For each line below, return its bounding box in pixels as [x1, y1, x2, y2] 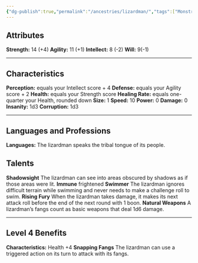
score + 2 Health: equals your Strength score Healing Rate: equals [6, 91, 169, 98]
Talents [6, 159, 34, 169]
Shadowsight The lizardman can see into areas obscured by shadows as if [6, 174, 189, 181]
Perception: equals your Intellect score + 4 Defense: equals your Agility [6, 84, 181, 91]
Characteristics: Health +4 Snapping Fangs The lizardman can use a [6, 244, 175, 251]
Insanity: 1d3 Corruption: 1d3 [6, 103, 79, 110]
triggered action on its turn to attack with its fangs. [6, 250, 129, 257]
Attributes [6, 31, 44, 41]
